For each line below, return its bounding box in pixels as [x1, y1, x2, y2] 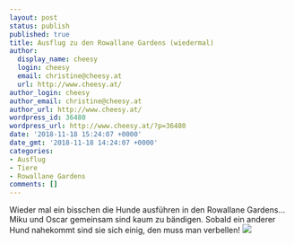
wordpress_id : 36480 [9, 113, 87, 122]
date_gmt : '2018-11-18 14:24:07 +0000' [9, 138, 159, 147]
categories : [9, 146, 54, 155]
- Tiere [9, 163, 39, 172]
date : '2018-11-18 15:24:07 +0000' [9, 130, 143, 139]
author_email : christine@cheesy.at [9, 96, 143, 106]
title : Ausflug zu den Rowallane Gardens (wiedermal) [9, 38, 215, 48]
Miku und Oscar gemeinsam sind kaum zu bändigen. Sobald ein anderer [9, 214, 276, 225]
